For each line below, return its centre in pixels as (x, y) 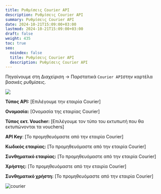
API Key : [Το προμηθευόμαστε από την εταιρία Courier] (64, 137)
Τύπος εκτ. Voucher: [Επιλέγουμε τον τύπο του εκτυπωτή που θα (75, 122)
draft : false (19, 34)
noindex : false (26, 53)
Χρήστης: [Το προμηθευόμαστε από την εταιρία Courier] (66, 166)
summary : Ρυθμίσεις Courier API (40, 19)
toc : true (16, 43)
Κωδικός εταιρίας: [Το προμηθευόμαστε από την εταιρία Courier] (76, 147)
